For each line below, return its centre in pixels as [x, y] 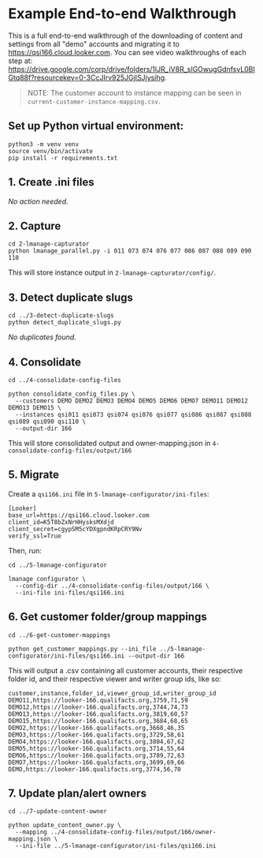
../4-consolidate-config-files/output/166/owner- [133, 832]
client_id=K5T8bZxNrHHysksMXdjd [61, 522]
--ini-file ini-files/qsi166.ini [70, 593]
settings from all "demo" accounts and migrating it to [94, 43]
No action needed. [38, 201]
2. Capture [35, 226]
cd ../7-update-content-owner [58, 811]
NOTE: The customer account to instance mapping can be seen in [134, 92]
